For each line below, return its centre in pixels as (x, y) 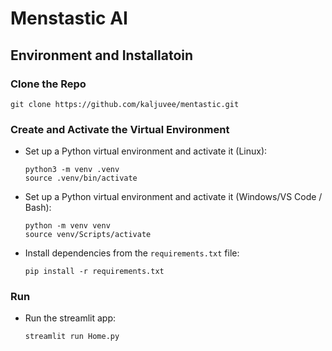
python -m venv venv (67, 226)
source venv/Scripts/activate (88, 235)
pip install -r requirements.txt (94, 272)
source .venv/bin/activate (81, 178)
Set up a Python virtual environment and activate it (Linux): (146, 151)
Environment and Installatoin (102, 55)
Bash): (38, 208)
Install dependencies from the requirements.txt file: (132, 253)
